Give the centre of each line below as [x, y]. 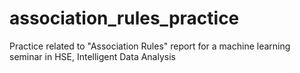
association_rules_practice [124, 18]
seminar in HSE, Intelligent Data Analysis [92, 56]
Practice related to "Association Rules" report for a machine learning [150, 46]
